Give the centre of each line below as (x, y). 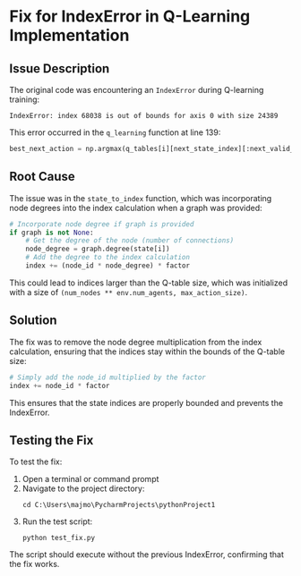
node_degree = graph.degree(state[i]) (98, 249)
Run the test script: (57, 521)
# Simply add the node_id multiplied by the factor (107, 377)
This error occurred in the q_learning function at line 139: (115, 132)
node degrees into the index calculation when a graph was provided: (136, 208)
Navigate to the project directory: (83, 488)
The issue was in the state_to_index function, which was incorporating (141, 198)
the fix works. (34, 564)
